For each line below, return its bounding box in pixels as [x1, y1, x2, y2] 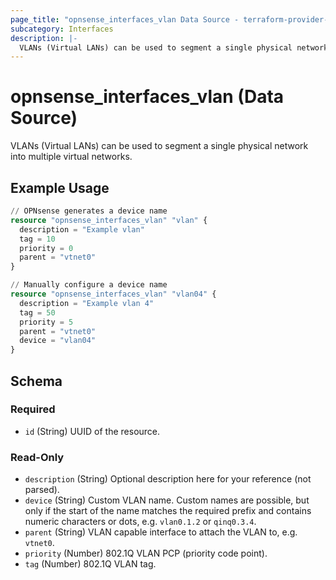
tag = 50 [19, 307, 56, 318]
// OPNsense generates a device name [10, 206, 168, 216]
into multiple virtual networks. [10, 151, 133, 163]
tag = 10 [19, 234, 56, 244]
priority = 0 [19, 243, 74, 253]
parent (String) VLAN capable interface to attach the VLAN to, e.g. [24, 526, 298, 538]
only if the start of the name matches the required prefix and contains [24, 505, 312, 517]
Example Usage [10, 179, 110, 196]
